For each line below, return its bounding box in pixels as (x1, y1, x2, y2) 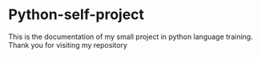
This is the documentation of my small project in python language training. (8, 32, 254, 41)
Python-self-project (8, 6, 145, 24)
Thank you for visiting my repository (8, 40, 128, 49)
